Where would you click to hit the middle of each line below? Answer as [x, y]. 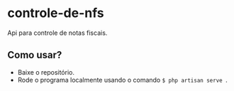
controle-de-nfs [56, 13]
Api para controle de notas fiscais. [57, 33]
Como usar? [35, 55]
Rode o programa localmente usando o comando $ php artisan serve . [123, 80]
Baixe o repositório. [46, 72]
